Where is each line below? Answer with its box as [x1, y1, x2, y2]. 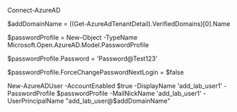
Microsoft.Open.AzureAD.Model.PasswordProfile [7, 41, 149, 49]
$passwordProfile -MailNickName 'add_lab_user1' [56, 89, 202, 97]
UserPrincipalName [7, 97, 64, 105]
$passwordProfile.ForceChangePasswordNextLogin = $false [7, 68, 184, 76]
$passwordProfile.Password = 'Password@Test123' [7, 54, 158, 63]
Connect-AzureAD [7, 6, 61, 14]
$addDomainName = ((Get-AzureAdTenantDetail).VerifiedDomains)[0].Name [7, 20, 231, 27]
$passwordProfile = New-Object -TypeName [7, 33, 138, 42]
